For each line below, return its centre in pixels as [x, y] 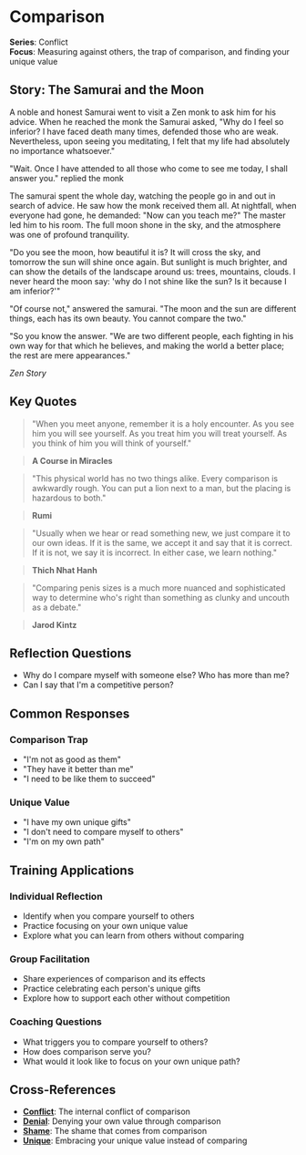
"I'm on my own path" [63, 841]
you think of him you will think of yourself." [112, 443]
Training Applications [72, 870]
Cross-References [63, 1090]
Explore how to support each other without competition [126, 998]
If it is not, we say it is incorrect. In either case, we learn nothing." [154, 552]
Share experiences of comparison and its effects [114, 979]
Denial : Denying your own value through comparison [122, 1121]
